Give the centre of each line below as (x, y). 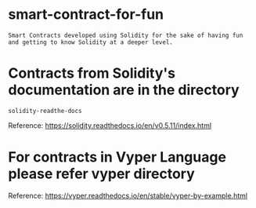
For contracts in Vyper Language (117, 157)
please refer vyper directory (102, 174)
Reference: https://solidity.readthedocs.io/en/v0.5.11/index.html (110, 125)
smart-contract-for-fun (86, 15)
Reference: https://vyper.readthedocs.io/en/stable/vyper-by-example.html (128, 195)
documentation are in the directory (124, 90)
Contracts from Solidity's (92, 73)
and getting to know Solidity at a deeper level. (91, 42)
